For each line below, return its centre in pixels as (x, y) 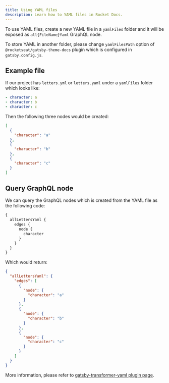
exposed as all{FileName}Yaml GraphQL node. (53, 34)
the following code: (25, 206)
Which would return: (26, 262)
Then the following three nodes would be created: (57, 116)
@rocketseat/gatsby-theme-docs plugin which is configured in (69, 49)
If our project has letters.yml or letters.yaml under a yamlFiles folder (79, 83)
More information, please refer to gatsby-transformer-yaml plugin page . (80, 375)
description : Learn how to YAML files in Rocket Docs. (64, 15)
